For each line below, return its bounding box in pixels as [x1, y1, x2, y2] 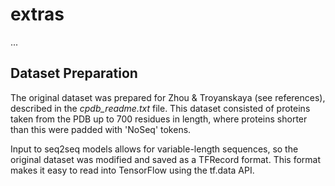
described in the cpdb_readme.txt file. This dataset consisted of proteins [10, 102, 311, 114]
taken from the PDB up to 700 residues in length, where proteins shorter [10, 113, 308, 125]
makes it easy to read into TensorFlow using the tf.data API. [10, 164, 255, 176]
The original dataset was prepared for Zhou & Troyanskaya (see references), [10, 91, 326, 103]
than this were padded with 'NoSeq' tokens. [10, 123, 192, 135]
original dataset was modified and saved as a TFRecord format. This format [10, 153, 322, 165]
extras [10, 3, 65, 26]
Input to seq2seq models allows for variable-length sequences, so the [10, 143, 299, 155]
